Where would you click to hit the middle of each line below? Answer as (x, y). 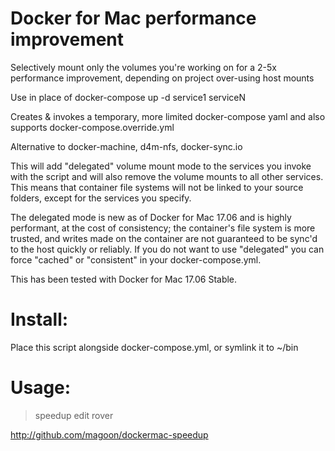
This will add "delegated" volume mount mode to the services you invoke (161, 166)
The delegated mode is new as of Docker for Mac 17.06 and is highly (151, 217)
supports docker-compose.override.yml (92, 127)
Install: (39, 319)
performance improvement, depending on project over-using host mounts (162, 78)
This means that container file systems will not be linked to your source (157, 187)
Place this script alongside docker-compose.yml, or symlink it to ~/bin (154, 347)
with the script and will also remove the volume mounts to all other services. (167, 176)
